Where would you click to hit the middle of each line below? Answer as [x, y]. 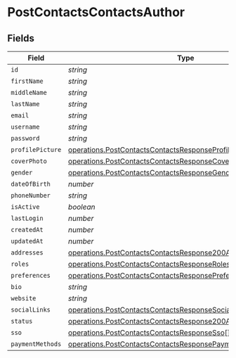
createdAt [27, 230]
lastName [25, 104]
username [25, 127]
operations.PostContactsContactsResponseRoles [149, 264]
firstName [27, 81]
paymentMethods [36, 344]
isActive [25, 207]
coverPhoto [29, 161]
